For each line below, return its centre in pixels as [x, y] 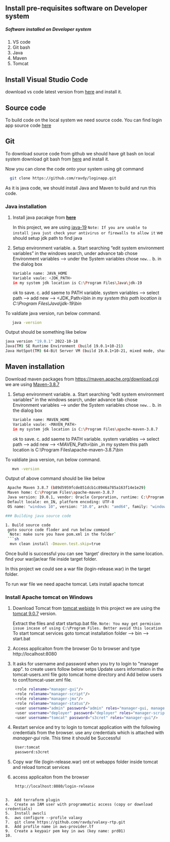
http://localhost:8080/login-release [55, 787]
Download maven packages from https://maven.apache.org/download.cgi [82, 379]
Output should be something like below [46, 332]
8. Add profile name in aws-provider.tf [50, 827]
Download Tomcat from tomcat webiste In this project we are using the [86, 608]
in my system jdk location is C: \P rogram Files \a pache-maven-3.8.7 [85, 429]
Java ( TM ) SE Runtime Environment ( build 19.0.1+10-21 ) [64, 346]
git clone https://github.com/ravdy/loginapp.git [63, 178]
